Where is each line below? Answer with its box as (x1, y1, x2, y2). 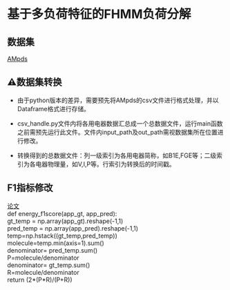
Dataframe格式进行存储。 (17, 104, 90, 113)
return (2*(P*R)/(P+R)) (7, 275, 73, 284)
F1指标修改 (7, 182, 53, 194)
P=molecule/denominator (7, 253, 79, 262)
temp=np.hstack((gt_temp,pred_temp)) (7, 231, 117, 240)
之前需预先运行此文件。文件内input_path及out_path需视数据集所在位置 (17, 128, 218, 136)
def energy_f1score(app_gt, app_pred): (7, 209, 117, 217)
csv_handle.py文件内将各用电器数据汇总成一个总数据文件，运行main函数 (17, 119, 223, 128)
